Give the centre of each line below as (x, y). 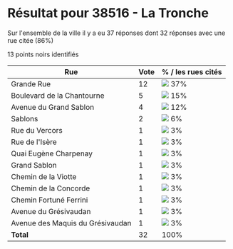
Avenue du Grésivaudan (51, 211)
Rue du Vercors (37, 130)
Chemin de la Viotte (44, 176)
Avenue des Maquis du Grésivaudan (71, 223)
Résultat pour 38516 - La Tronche (108, 13)
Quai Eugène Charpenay (52, 153)
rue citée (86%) (31, 40)
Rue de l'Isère (34, 142)
